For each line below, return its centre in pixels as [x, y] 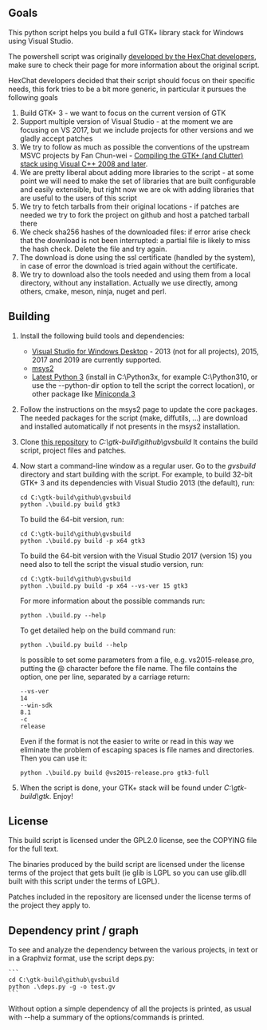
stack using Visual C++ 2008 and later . [84, 164]
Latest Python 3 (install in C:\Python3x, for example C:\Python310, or [145, 377]
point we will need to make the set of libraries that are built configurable [138, 181]
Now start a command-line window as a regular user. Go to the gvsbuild [138, 465]
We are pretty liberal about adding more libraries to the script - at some [137, 172]
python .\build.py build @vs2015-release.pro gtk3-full [114, 772]
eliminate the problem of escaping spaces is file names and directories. [137, 749]
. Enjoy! [61, 796]
